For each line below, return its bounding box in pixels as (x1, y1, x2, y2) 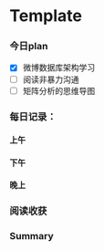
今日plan (9, 40, 48, 53)
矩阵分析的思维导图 (22, 85, 96, 96)
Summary (9, 230, 55, 243)
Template (9, 5, 82, 26)
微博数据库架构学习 (22, 62, 96, 73)
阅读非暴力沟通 (22, 74, 79, 85)
